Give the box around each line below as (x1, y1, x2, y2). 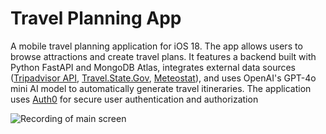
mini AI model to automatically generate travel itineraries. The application (10, 82, 312, 94)
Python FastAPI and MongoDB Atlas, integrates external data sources (10, 61, 297, 73)
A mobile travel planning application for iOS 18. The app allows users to (10, 40, 303, 52)
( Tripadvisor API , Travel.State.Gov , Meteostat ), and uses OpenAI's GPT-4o (10, 72, 317, 84)
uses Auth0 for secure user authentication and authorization (10, 93, 259, 105)
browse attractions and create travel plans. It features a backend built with (10, 50, 317, 62)
